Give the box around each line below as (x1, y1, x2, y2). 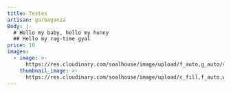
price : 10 (7, 42, 36, 49)
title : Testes (7, 10, 48, 17)
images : (7, 49, 30, 55)
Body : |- (7, 23, 32, 29)
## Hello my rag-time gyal (13, 36, 91, 42)
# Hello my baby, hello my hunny (13, 29, 109, 36)
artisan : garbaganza (7, 16, 67, 23)
